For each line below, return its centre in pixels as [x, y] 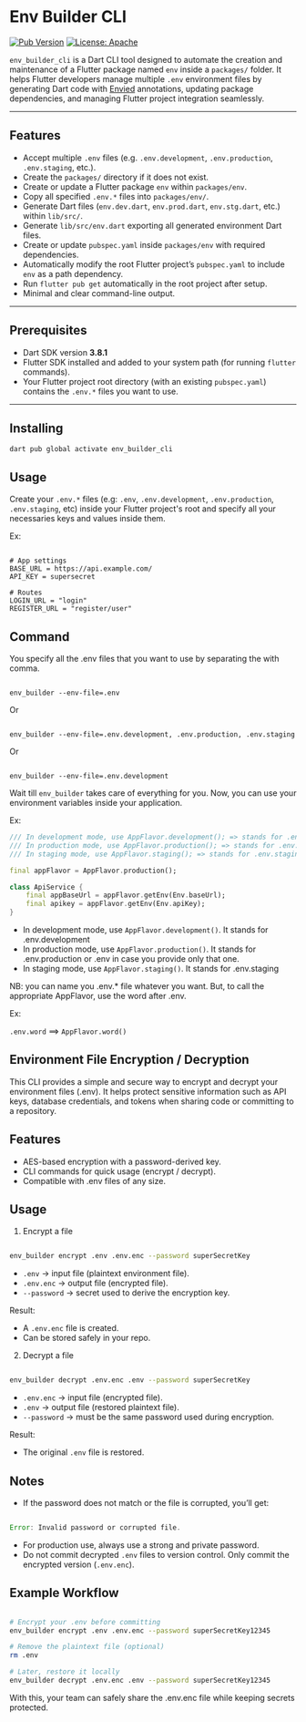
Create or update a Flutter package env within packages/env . [135, 186]
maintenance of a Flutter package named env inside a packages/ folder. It [146, 69]
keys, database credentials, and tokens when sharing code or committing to [152, 1101]
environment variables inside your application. [96, 803]
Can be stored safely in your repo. [87, 1338]
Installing [36, 428]
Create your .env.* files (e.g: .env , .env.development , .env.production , [142, 500]
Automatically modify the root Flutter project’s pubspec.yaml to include [153, 264]
